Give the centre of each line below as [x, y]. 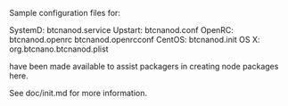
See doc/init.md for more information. [78, 93]
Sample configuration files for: [65, 13]
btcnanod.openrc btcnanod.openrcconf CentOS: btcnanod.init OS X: [135, 40]
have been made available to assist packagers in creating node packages [144, 66]
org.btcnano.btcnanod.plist [59, 49]
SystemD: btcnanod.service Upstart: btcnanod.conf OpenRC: [122, 30]
